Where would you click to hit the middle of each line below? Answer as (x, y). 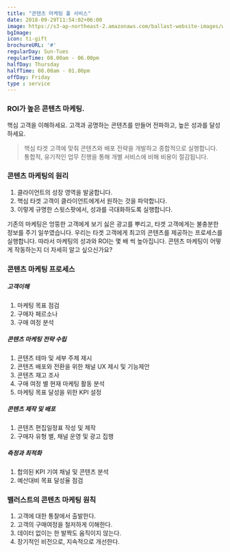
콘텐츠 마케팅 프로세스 (41, 269)
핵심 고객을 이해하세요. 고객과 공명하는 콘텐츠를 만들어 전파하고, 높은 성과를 (107, 125)
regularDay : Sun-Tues (38, 52)
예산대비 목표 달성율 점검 (50, 480)
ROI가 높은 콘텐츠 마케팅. (46, 109)
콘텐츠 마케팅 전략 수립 (37, 339)
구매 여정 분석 (35, 322)
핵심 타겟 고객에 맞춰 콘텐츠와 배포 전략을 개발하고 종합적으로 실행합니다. (120, 148)
